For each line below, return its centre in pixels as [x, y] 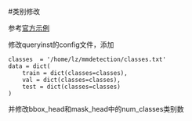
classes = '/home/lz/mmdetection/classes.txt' [87, 59]
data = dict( [29, 66]
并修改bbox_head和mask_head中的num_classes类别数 [96, 109]
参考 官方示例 [29, 28]
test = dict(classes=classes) [72, 87]
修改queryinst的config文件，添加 [61, 44]
